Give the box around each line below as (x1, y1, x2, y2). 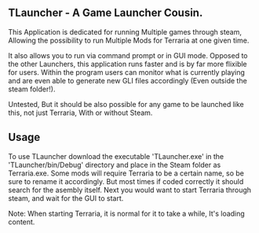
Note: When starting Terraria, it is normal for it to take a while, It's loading (8, 209, 245, 218)
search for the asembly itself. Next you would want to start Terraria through (8, 185, 252, 194)
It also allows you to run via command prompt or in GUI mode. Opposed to (8, 50, 249, 60)
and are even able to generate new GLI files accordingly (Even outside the (8, 76, 247, 85)
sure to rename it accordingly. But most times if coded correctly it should (8, 176, 244, 186)
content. (8, 216, 35, 227)
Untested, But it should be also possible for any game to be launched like (8, 99, 245, 109)
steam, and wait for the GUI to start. (8, 193, 124, 203)
